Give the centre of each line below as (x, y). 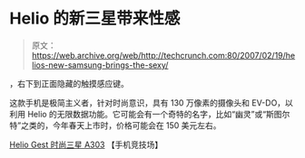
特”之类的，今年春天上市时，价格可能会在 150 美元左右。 (115, 125)
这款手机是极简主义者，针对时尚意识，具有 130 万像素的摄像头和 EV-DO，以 (151, 102)
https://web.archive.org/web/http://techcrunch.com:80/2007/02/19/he (163, 55)
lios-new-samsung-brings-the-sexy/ (100, 65)
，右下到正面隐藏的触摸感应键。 (69, 83)
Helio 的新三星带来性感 (95, 19)
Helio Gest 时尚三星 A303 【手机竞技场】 (86, 144)
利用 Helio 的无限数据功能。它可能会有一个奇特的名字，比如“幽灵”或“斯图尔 (150, 114)
